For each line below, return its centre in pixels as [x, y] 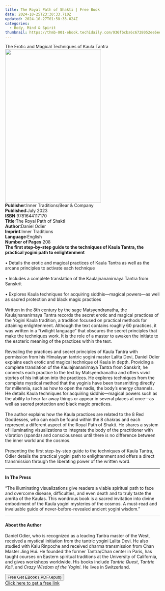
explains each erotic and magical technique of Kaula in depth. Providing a [79, 362]
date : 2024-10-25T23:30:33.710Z [38, 14]
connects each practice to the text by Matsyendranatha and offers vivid [77, 372]
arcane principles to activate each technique [50, 268]
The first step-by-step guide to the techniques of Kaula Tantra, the [74, 247]
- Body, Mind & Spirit [33, 28]
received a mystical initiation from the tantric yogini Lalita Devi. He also [77, 541]
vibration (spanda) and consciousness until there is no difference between [80, 435]
